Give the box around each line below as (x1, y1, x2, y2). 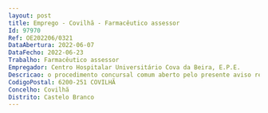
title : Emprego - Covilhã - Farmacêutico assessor (8, 19, 180, 27)
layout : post (8, 11, 52, 20)
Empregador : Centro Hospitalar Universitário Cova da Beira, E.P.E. (8, 64, 241, 72)
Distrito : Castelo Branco (8, 93, 94, 101)
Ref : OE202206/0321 (8, 33, 73, 42)
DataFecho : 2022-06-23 (8, 49, 84, 56)
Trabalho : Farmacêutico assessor (8, 56, 120, 64)
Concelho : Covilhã (8, 85, 69, 94)
